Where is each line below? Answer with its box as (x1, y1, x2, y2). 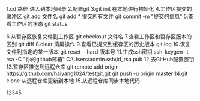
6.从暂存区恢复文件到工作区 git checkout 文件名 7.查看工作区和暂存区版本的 (6, 33, 192, 40)
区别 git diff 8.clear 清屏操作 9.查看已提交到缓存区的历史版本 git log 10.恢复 (6, 41, 191, 47)
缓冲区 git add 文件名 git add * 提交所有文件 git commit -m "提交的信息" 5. (6, 13, 189, 20)
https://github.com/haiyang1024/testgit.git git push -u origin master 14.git (6, 70, 188, 77)
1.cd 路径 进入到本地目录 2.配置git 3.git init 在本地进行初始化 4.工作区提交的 (6, 5, 192, 12)
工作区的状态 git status (11, 20, 68, 27)
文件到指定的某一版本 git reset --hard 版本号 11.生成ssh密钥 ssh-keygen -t (6, 48, 189, 55)
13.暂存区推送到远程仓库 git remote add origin (6, 63, 119, 70)
